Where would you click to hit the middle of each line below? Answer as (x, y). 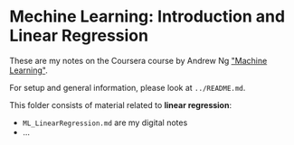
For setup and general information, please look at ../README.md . (128, 87)
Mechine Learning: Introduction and (147, 17)
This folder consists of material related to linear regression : (121, 104)
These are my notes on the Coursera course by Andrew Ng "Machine (138, 60)
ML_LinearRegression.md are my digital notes (105, 122)
